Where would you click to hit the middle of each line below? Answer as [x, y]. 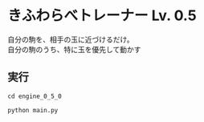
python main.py [33, 110]
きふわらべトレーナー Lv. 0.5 [102, 16]
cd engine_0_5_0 [35, 96]
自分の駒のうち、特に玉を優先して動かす [74, 49]
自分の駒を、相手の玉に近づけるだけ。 [71, 39]
